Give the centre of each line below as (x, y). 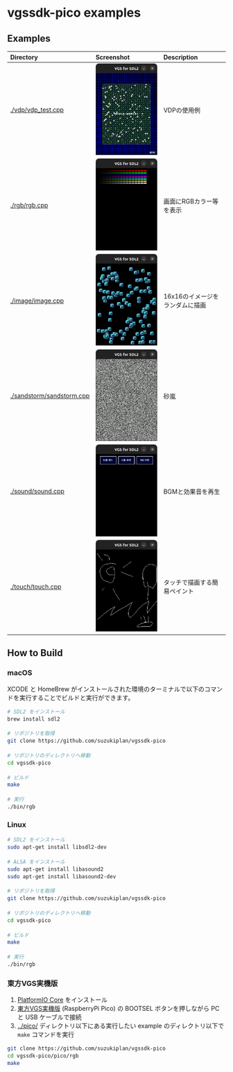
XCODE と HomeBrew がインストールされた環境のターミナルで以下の (106, 689)
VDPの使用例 (182, 110)
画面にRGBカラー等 (191, 201)
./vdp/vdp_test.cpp (37, 110)
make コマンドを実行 (46, 1035)
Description (181, 57)
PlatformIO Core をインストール (62, 1000)
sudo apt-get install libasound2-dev (62, 876)
